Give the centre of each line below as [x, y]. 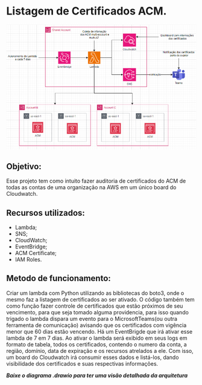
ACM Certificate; [36, 253]
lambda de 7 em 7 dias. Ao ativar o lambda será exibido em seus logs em [97, 338]
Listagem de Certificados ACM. [87, 11]
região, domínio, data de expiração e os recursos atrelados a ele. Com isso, [100, 351]
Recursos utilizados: [46, 213]
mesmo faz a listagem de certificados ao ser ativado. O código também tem [100, 299]
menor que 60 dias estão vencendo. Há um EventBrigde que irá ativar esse [99, 331]
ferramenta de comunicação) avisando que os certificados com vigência [96, 325]
